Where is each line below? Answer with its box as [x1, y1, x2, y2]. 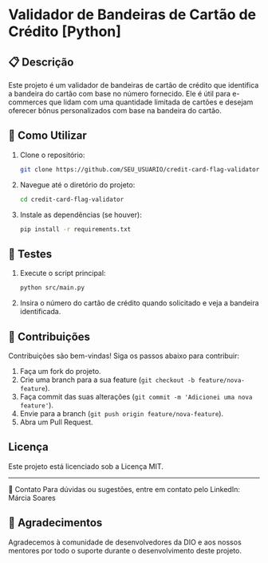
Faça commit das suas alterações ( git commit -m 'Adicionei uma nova [19, 392, 253, 401]
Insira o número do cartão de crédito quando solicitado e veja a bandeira [19, 298, 259, 308]
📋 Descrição [8, 55, 74, 69]
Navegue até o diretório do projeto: [19, 179, 136, 189]
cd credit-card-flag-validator [19, 195, 124, 203]
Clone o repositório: [19, 150, 85, 159]
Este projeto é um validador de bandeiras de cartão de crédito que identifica [8, 81, 259, 89]
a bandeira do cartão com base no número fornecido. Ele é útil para [8, 89, 231, 98]
